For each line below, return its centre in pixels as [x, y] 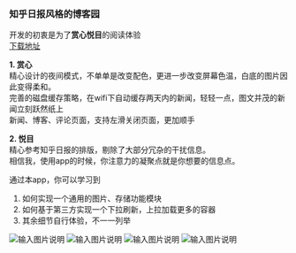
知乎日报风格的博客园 [54, 13]
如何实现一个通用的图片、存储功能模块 [91, 199]
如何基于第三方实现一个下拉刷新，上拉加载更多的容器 [119, 210]
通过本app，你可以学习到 [55, 180]
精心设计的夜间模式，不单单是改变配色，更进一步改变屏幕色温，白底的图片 [144, 76]
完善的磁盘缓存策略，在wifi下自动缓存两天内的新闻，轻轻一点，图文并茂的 [144, 98]
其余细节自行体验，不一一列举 [76, 221]
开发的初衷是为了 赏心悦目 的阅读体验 [75, 35]
